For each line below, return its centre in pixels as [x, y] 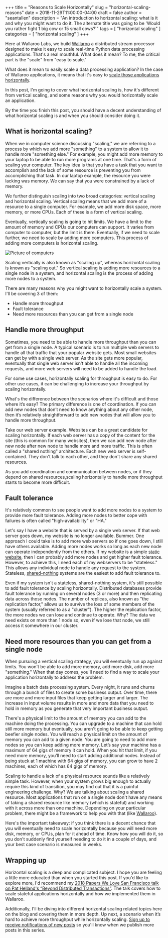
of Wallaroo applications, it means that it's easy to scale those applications [82, 75]
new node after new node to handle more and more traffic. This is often [79, 446]
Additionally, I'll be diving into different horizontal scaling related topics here [83, 909]
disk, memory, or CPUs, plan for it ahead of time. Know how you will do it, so [84, 834]
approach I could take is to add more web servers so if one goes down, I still [84, 541]
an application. [21, 100]
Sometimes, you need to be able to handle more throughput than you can [81, 342]
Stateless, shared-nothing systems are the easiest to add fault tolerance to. [83, 573]
